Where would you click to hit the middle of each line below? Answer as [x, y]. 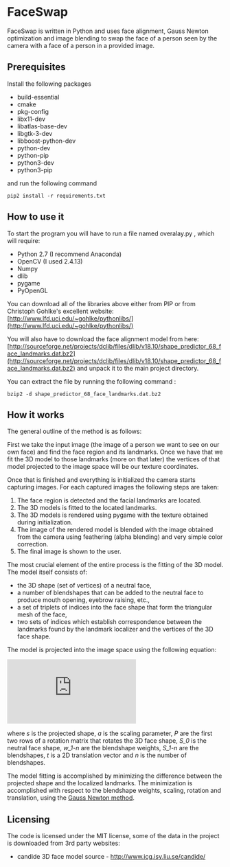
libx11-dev [31, 119]
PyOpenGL [32, 290]
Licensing [28, 819]
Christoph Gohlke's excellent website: [61, 311]
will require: [24, 240]
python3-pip [35, 170]
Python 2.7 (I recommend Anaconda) [69, 254]
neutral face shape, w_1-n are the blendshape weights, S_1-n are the [103, 748]
